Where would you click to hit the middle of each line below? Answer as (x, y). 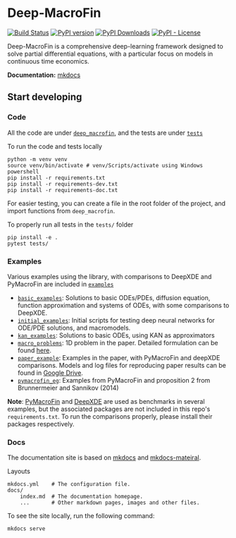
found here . (34, 350)
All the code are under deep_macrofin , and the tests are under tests (105, 133)
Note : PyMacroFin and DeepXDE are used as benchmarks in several (106, 401)
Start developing (45, 97)
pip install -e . (33, 237)
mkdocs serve (26, 529)
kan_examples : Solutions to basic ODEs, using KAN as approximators (116, 335)
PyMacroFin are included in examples (61, 284)
